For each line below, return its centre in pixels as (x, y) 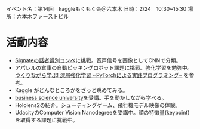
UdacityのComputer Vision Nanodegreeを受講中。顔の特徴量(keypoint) (102, 112)
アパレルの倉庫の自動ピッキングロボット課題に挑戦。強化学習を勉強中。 (104, 67)
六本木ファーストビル (43, 16)
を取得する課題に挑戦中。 (46, 120)
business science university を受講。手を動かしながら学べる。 (91, 97)
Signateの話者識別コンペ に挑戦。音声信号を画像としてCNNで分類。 (98, 60)
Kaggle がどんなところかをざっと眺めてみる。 (71, 90)
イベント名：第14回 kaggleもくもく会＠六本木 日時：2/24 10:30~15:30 (96, 9)
